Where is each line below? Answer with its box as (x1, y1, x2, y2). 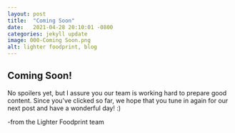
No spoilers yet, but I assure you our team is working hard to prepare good (7, 88, 227, 97)
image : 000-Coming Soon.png (7, 37, 91, 44)
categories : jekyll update (7, 30, 88, 38)
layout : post (7, 10, 46, 18)
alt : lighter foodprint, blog (7, 43, 98, 50)
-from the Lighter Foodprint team (7, 117, 105, 126)
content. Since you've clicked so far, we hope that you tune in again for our (7, 96, 229, 105)
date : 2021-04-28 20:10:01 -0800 (7, 23, 114, 31)
